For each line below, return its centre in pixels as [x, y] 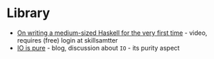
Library [28, 13]
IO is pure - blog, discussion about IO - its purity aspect [98, 48]
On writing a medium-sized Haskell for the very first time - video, [112, 33]
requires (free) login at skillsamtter [67, 40]
